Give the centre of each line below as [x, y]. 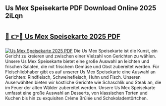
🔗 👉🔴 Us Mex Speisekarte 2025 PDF [63, 36]
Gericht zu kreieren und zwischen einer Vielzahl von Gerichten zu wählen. [81, 56]
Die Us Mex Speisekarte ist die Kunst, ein [115, 51]
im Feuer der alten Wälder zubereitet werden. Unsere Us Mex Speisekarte [80, 88]
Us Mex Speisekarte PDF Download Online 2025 [81, 8]
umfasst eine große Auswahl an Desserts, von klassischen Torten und [76, 93]
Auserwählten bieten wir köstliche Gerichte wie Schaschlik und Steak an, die [83, 82]
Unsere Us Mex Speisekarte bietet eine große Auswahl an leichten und [77, 61]
